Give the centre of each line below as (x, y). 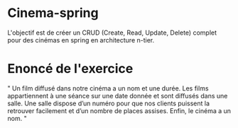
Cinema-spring (53, 13)
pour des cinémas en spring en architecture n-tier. (81, 40)
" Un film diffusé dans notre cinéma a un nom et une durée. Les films (108, 88)
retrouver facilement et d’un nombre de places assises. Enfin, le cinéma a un (119, 110)
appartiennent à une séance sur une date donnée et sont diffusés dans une (118, 95)
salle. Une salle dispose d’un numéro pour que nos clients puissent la (108, 103)
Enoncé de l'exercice (70, 69)
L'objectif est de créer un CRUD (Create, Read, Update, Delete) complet (112, 33)
